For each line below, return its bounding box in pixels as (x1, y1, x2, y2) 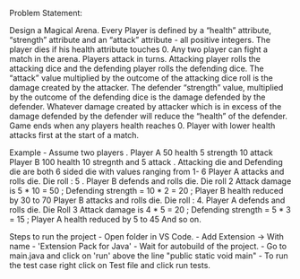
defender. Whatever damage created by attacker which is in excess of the (9, 101, 282, 111)
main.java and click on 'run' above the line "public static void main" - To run (9, 250, 288, 261)
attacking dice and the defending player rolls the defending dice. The (9, 63, 264, 74)
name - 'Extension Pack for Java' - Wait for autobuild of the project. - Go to (9, 241, 287, 251)
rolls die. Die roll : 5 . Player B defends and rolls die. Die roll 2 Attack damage (9, 176, 292, 187)
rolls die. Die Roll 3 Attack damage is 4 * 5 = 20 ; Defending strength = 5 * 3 (9, 205, 291, 214)
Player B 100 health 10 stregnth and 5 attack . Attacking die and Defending (9, 157, 284, 167)
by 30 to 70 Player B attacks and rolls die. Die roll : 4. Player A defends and (9, 195, 286, 205)
